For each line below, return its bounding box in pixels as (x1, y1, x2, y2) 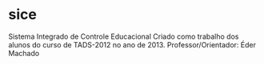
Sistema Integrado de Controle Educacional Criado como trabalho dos (8, 32, 239, 41)
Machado (8, 48, 40, 58)
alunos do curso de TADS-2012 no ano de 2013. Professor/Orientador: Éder (8, 40, 256, 49)
